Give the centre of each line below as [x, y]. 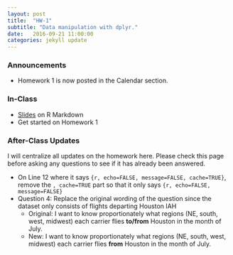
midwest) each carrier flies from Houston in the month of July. [120, 244]
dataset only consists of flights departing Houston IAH [97, 206]
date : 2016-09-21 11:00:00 [50, 34]
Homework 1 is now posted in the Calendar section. [93, 81]
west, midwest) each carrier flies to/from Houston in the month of [125, 222]
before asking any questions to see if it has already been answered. [107, 163]
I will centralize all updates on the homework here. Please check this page [116, 156]
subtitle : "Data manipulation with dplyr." [73, 27]
